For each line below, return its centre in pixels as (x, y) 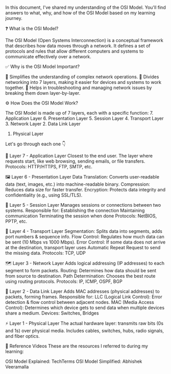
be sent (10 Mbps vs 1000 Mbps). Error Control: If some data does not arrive (86, 242)
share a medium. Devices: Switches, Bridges (52, 313)
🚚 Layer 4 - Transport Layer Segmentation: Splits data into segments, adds (84, 231)
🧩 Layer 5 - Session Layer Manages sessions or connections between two (83, 205)
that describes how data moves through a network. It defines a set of (78, 46)
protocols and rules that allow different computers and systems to (75, 51)
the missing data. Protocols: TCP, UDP (45, 253)
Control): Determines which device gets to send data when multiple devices (85, 307)
